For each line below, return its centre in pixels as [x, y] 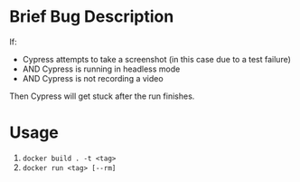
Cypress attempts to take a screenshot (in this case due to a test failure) [157, 59]
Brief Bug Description [92, 17]
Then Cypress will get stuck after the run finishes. [102, 96]
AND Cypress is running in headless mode [101, 69]
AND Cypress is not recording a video [93, 78]
